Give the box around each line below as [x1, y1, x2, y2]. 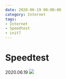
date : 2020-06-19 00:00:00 [5, 7, 61, 12]
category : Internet [5, 12, 46, 17]
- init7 [5, 30, 21, 35]
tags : [5, 16, 16, 21]
